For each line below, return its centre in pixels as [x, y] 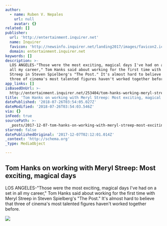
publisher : [16, 33]
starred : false [21, 130]
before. [13, 209]
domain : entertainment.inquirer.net [47, 51]
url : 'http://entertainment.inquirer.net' [54, 38]
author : [13, 10]
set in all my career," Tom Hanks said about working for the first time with [80, 193]
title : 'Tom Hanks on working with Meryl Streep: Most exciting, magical [83, 97]
